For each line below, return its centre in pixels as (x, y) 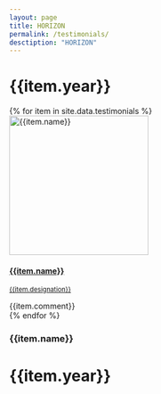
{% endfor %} (35, 316)
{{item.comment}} (42, 306)
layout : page (33, 17)
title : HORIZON (37, 26)
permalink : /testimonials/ (59, 34)
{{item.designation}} (40, 290)
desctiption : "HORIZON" (53, 42)
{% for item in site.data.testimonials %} (81, 111)
